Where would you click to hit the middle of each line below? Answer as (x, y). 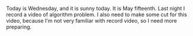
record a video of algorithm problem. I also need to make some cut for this (97, 15)
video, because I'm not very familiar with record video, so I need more (92, 21)
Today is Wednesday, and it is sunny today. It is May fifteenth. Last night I (96, 8)
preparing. (19, 27)
